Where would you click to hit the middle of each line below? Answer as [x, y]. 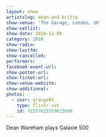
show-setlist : [24, 28]
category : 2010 [25, 39]
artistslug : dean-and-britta [42, 17]
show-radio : [21, 45]
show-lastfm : [22, 50]
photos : [16, 94]
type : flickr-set [38, 105]
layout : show [22, 12]
